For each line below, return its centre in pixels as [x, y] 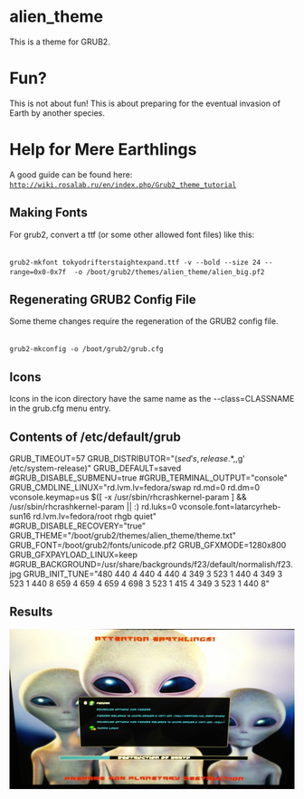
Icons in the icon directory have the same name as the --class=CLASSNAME [152, 399]
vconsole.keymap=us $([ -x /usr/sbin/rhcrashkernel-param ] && [128, 497]
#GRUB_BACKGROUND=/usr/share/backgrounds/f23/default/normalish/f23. [151, 565]
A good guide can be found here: [71, 175]
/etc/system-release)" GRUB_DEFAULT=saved [95, 469]
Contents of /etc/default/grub [95, 437]
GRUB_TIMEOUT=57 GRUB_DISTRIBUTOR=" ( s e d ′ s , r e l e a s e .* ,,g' [128, 459]
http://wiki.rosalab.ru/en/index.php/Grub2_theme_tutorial [123, 185]
